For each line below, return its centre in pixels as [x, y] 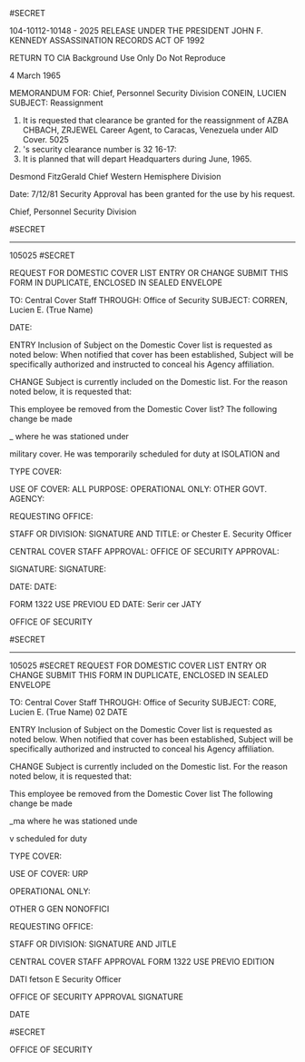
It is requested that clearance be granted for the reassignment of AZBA [155, 120]
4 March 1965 [35, 75]
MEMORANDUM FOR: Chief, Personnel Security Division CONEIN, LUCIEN [148, 93]
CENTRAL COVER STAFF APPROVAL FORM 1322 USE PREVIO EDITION [142, 962]
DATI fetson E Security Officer [65, 979]
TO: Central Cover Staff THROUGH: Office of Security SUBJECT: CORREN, [148, 300]
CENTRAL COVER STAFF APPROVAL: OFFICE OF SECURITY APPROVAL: [144, 551]
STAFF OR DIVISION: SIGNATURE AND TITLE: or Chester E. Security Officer [151, 534]
